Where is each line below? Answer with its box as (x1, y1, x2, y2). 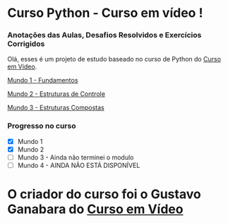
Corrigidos (7, 39, 45, 49)
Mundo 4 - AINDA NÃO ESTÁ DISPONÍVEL (17, 161, 140, 169)
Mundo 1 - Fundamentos (7, 76, 78, 85)
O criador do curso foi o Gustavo (7, 186, 201, 203)
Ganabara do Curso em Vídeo (7, 201, 184, 217)
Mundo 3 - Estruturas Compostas (7, 104, 104, 112)
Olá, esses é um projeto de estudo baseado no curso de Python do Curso (7, 55, 221, 64)
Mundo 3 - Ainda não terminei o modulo (17, 153, 134, 162)
